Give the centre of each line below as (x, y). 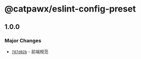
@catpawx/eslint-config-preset (70, 9)
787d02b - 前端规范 (30, 51)
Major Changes (23, 41)
